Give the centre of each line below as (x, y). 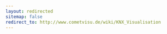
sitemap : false (24, 17)
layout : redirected (29, 11)
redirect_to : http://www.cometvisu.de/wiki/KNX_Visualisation (83, 22)
